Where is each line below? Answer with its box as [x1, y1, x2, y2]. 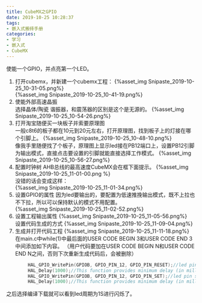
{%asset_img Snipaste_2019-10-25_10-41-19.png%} [14, 91, 143, 98]
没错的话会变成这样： [14, 177, 68, 184]
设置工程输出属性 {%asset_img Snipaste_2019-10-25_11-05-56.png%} [14, 212, 188, 220]
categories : [6, 31, 36, 37]
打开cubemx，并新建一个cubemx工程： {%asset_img [14, 77, 147, 85]
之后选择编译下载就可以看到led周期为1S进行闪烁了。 [6, 290, 135, 298]
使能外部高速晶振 [14, 98, 58, 105]
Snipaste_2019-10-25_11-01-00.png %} [14, 170, 111, 177]
